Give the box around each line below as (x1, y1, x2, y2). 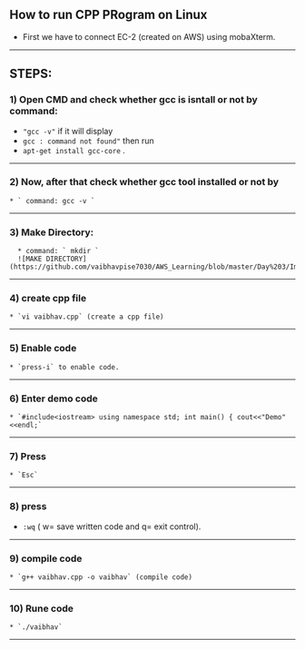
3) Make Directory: (9, 226, 94, 239)
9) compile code (9, 552, 83, 565)
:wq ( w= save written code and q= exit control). (22, 521, 202, 532)
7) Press (9, 449, 47, 462)
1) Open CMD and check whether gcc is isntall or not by (9, 93, 259, 106)
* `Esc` (9, 471, 39, 480)
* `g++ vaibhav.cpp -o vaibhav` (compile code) (9, 572, 193, 582)
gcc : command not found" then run (22, 135, 154, 146)
